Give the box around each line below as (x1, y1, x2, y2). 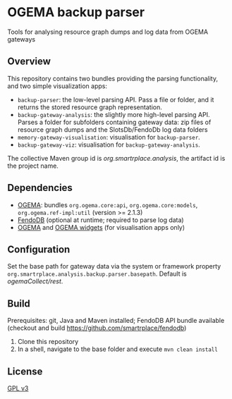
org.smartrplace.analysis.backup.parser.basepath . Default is (7, 269, 187, 278)
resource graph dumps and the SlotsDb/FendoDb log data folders (17, 125, 208, 134)
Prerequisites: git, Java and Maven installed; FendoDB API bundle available (7, 317, 225, 325)
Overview (7, 56, 51, 68)
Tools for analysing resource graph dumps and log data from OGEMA (7, 27, 209, 36)
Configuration (7, 243, 71, 255)
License (7, 365, 43, 377)
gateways (7, 35, 36, 43)
